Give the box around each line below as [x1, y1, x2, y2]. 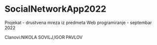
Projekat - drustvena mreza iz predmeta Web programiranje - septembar [4, 20, 152, 25]
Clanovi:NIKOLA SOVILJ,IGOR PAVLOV [4, 34, 83, 40]
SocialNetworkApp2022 [4, 3, 107, 15]
